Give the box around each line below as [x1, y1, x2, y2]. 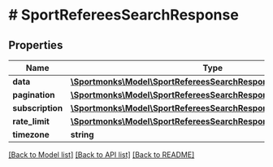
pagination [12, 90, 55, 100]
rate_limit [12, 116, 50, 127]
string [70, 129, 95, 140]
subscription [12, 103, 63, 113]
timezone [12, 129, 50, 140]
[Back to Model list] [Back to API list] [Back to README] [8, 150, 195, 160]
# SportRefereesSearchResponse [8, 6, 240, 24]
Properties [8, 38, 63, 52]
